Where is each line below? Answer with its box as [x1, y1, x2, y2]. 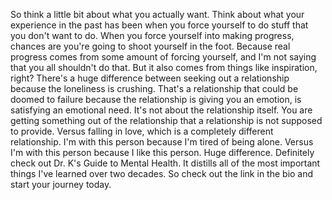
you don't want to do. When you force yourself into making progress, [10, 30, 295, 41]
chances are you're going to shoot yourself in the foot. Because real [10, 40, 291, 52]
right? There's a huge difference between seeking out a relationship [10, 72, 290, 84]
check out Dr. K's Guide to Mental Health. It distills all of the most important [10, 157, 321, 169]
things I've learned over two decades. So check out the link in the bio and [10, 168, 314, 179]
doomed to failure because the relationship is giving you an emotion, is [10, 94, 302, 105]
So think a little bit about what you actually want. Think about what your [10, 9, 305, 20]
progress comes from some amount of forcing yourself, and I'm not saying [10, 51, 317, 63]
